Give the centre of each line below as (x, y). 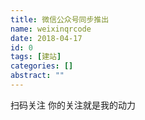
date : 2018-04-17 (46, 38)
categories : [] (42, 66)
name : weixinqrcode (51, 29)
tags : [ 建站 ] (36, 57)
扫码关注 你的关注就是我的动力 (73, 105)
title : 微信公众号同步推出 (60, 19)
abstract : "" (37, 76)
